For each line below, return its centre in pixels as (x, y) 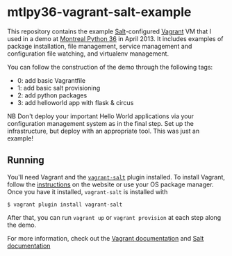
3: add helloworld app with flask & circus (75, 102)
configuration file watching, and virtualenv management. (88, 54)
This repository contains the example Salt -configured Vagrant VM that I (109, 31)
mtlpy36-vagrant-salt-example (99, 12)
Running (26, 160)
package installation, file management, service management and (100, 46)
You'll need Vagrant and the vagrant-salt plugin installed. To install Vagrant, (116, 177)
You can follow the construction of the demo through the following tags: (110, 67)
